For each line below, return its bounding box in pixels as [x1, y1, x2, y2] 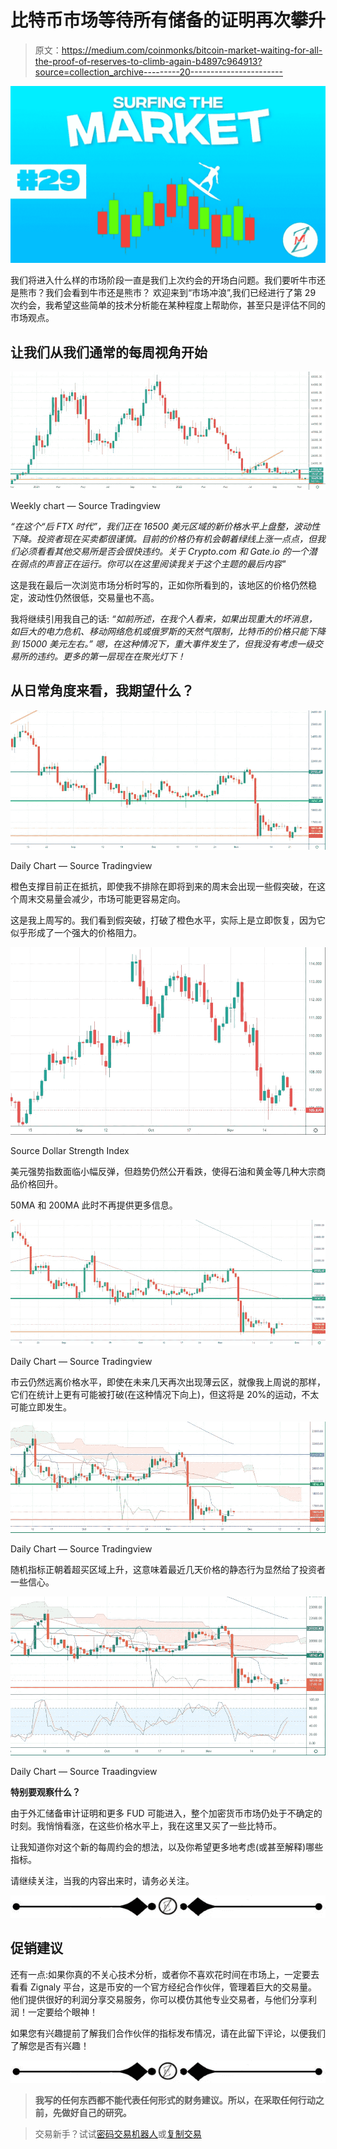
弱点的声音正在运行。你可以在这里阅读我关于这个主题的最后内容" [18, 557, 287, 570]
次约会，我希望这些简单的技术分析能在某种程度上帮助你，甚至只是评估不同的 [10, 299, 326, 311]
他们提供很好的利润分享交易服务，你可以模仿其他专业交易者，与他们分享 [10, 1993, 308, 2005]
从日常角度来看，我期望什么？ [10, 682, 195, 700]
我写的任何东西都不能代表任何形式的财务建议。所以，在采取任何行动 [34, 2094, 316, 2106]
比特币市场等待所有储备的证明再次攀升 [10, 9, 327, 32]
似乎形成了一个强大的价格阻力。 [10, 926, 142, 938]
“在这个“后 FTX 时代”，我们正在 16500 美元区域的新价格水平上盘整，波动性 [10, 520, 321, 532]
